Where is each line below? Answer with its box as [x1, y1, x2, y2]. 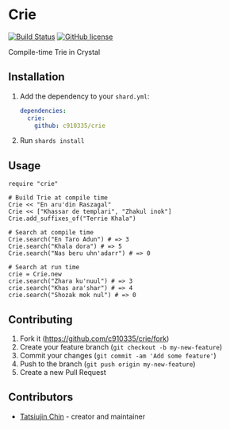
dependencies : [19, 106, 67, 114]
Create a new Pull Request [19, 368, 107, 377]
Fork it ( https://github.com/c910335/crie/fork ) [19, 334, 170, 343]
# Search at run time [8, 264, 80, 272]
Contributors [8, 391, 74, 404]
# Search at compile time [8, 229, 94, 237]
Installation [8, 70, 65, 84]
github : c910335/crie [34, 122, 105, 129]
